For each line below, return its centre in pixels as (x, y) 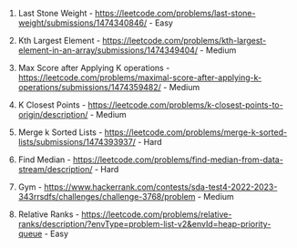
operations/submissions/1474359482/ (90, 87)
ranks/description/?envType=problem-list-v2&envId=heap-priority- (144, 224)
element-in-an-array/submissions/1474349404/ (108, 50)
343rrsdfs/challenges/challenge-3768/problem (107, 196)
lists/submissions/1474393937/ (77, 142)
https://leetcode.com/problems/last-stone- (175, 13)
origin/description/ (53, 114)
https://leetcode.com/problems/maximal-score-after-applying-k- (140, 77)
